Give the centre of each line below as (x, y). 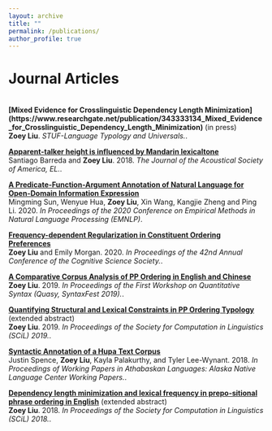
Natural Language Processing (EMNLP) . (76, 220)
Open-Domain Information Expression (74, 194)
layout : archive (36, 16)
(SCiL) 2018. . (30, 419)
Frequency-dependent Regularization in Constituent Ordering (115, 235)
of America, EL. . (35, 169)
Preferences (30, 244)
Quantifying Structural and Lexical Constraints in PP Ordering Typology (131, 310)
